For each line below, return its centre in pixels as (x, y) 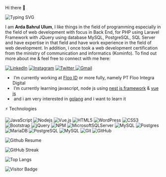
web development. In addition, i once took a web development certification (81, 48)
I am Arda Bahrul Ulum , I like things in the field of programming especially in (83, 27)
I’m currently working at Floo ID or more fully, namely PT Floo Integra (84, 78)
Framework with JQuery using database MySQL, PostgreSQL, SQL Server (80, 37)
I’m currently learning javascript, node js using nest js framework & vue (86, 88)
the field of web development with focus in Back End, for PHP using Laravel (82, 32)
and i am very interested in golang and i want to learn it (70, 99)
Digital (19, 83)
